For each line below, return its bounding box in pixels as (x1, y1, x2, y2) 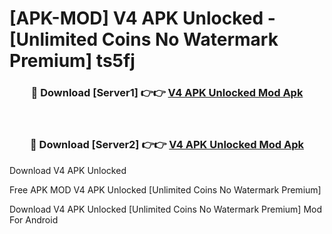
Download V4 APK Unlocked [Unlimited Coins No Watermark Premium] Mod (9, 203, 323, 215)
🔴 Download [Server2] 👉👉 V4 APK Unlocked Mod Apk (29, 138, 305, 152)
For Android (9, 213, 59, 226)
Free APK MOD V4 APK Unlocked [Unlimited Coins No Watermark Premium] (9, 183, 322, 196)
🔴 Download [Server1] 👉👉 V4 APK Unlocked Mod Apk (30, 86, 304, 100)
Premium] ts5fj (9, 50, 136, 72)
